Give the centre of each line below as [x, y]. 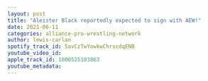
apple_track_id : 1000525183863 [54, 60]
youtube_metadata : [34, 66]
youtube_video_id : [34, 54]
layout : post [27, 14]
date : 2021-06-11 [33, 27]
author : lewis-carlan [39, 40]
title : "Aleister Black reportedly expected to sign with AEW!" [104, 20]
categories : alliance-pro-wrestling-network [74, 33]
